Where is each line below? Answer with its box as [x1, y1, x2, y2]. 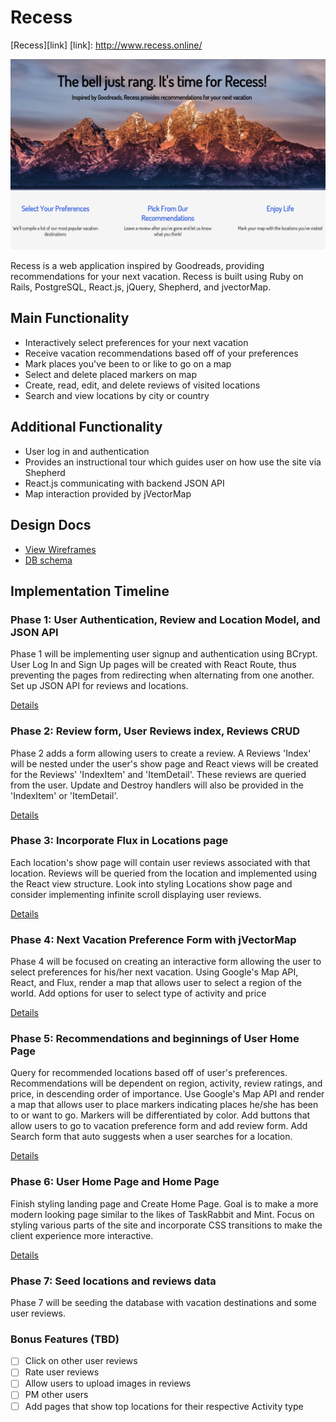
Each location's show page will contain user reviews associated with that [10, 856, 311, 868]
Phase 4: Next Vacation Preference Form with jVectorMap [10, 932, 297, 946]
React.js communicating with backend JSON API [24, 477, 225, 489]
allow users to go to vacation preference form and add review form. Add [10, 1120, 308, 1132]
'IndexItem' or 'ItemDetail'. [10, 789, 119, 801]
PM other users [24, 1389, 89, 1401]
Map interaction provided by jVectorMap [24, 487, 192, 500]
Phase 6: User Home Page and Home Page [10, 1175, 220, 1189]
